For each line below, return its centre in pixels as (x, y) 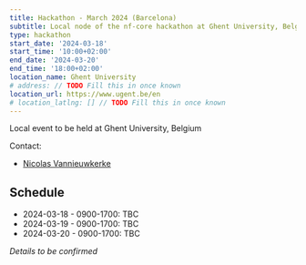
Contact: (26, 146)
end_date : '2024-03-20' (55, 60)
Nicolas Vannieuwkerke (66, 164)
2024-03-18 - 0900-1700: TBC (81, 214)
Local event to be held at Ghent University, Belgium (106, 128)
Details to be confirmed (54, 251)
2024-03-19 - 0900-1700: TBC (81, 224)
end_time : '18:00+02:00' (56, 69)
